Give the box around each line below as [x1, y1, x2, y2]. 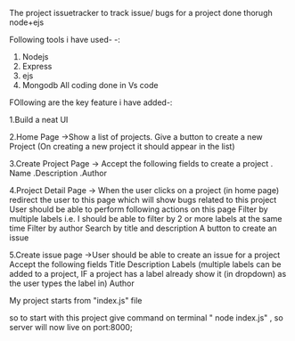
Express [21, 61, 53, 71]
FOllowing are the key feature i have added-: [9, 97, 173, 108]
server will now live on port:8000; [9, 322, 133, 332]
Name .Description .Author [9, 168, 107, 178]
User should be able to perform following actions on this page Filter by [9, 204, 269, 215]
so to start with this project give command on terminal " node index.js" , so [9, 313, 283, 323]
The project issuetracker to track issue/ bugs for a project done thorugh [9, 8, 274, 18]
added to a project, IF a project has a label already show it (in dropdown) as [9, 269, 287, 279]
